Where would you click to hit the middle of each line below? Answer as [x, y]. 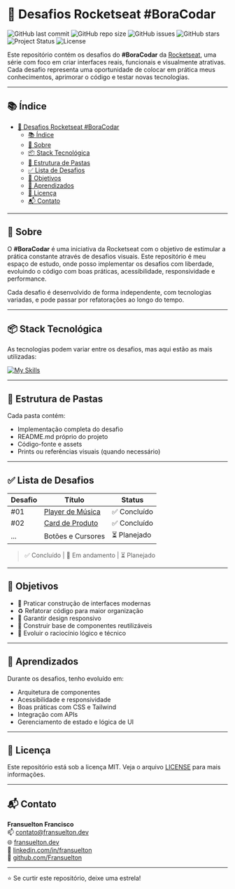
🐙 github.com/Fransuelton [45, 857]
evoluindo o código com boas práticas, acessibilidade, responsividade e [111, 271]
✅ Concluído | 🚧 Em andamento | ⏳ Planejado [90, 555]
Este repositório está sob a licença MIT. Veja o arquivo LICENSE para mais [114, 767]
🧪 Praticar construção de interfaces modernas [84, 603]
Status [133, 500]
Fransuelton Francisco [41, 825]
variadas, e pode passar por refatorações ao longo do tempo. [96, 300]
